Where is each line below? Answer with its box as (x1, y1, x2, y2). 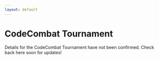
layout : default (4, 7, 38, 12)
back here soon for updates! (4, 49, 62, 55)
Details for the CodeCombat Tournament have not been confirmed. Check (4, 44, 154, 50)
